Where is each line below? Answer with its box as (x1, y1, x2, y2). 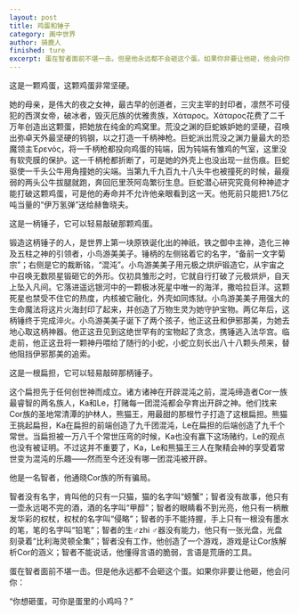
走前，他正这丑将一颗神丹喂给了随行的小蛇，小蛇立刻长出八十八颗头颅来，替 (9, 338, 290, 348)
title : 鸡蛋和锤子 (9, 21, 71, 30)
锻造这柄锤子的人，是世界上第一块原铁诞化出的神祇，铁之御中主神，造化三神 (9, 237, 290, 248)
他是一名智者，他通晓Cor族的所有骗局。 (9, 472, 156, 482)
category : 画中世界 (9, 29, 77, 38)
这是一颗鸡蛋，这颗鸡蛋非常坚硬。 (9, 80, 134, 90)
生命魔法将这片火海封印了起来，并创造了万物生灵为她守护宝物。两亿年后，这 (9, 304, 290, 315)
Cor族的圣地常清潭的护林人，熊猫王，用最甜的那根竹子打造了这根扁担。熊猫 (9, 409, 287, 419)
